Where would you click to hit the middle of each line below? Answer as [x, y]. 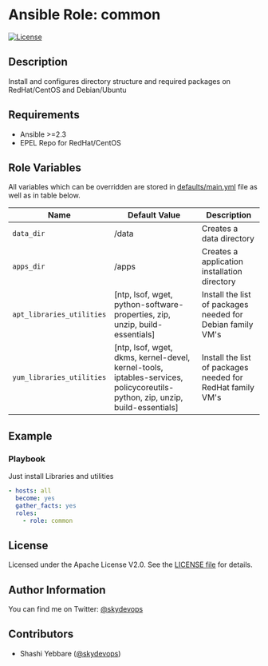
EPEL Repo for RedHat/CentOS [71, 142]
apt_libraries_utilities [59, 315]
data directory [229, 239]
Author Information [57, 590]
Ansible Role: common [85, 15]
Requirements [44, 115]
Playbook [27, 459]
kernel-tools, [139, 368]
